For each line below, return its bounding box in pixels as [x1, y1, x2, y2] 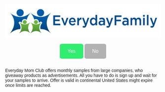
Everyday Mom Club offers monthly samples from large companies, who [5, 68, 143, 73]
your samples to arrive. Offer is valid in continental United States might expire [5, 78, 153, 83]
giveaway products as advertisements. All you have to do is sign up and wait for [5, 73, 157, 78]
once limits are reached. [5, 83, 51, 88]
